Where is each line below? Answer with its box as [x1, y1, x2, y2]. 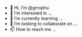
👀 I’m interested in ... [9, 10, 52, 16]
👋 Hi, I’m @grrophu [9, 5, 49, 10]
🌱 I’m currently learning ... [9, 15, 63, 21]
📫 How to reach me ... [9, 26, 56, 32]
